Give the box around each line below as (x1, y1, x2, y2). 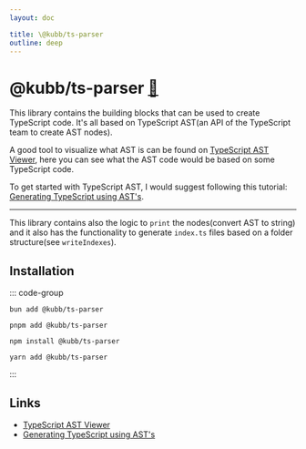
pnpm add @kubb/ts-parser (9, 321, 107, 331)
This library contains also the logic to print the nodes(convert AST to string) (9, 218, 296, 229)
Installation (9, 263, 75, 279)
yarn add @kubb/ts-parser (9, 352, 107, 362)
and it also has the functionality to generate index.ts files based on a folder (9, 227, 293, 238)
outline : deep (9, 38, 64, 47)
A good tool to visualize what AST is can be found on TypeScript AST (9, 145, 270, 156)
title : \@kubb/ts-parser (9, 29, 104, 39)
